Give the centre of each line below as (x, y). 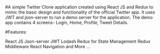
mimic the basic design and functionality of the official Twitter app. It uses (80, 12)
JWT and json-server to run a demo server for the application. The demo (79, 17)
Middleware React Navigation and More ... (48, 46)
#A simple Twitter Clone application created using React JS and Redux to (79, 7)
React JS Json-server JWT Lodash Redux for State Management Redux (78, 41)
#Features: (16, 32)
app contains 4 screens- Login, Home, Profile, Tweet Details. (67, 22)
